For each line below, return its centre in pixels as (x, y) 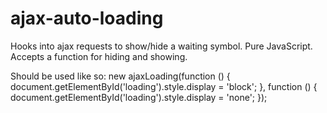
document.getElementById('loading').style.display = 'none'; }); (139, 97)
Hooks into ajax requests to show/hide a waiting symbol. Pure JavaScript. (161, 46)
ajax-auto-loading (87, 18)
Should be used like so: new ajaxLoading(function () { (120, 76)
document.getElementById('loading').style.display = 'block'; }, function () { (164, 86)
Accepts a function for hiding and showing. (99, 56)
